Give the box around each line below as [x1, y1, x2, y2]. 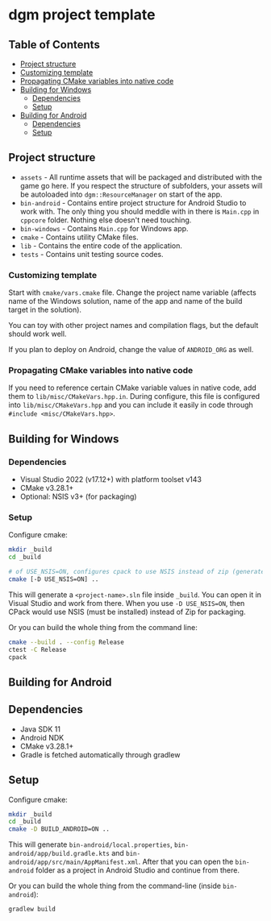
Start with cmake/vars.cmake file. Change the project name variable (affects [8, 288, 256, 297]
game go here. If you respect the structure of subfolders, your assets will [19, 180, 263, 190]
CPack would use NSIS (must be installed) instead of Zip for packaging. [8, 607, 246, 616]
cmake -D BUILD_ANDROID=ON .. [8, 825, 110, 833]
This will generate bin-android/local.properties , [8, 840, 173, 849]
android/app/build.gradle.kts [8, 850, 110, 858]
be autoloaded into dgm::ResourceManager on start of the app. [19, 189, 223, 199]
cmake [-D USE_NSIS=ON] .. [8, 575, 99, 583]
